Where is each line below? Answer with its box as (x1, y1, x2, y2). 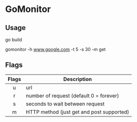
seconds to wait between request (26, 100, 105, 107)
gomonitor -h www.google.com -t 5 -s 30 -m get (5, 46, 106, 52)
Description (63, 75, 92, 82)
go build (5, 36, 23, 42)
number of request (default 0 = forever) (26, 92, 119, 99)
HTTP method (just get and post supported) (26, 108, 129, 115)
